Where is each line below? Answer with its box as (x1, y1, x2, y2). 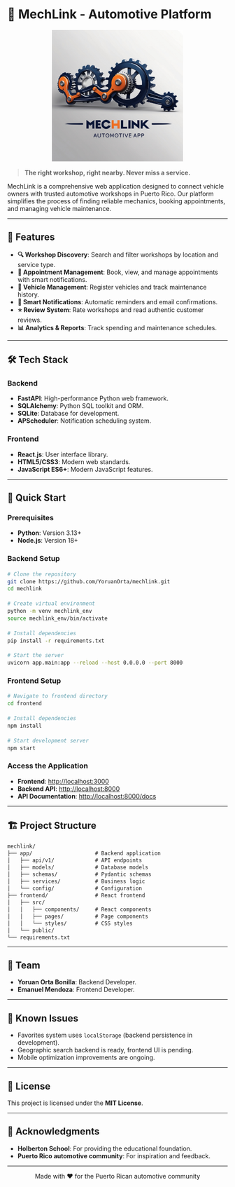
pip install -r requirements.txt (7, 637, 105, 644)
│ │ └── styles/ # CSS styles (7, 920, 133, 927)
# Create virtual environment (7, 600, 96, 607)
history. (17, 290, 40, 299)
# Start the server (7, 652, 64, 659)
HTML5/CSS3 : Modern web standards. (17, 457, 131, 466)
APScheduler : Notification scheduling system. (17, 416, 152, 425)
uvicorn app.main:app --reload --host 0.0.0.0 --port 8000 (7, 659, 183, 667)
